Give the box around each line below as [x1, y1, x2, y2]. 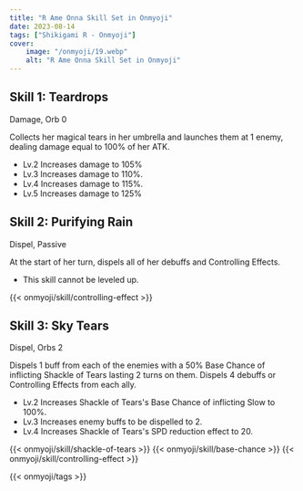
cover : [9, 38, 35, 48]
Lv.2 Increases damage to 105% [22, 159, 143, 170]
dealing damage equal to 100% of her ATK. [9, 141, 170, 151]
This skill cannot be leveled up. [22, 274, 139, 285]
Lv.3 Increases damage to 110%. [22, 168, 144, 179]
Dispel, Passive [9, 238, 66, 249]
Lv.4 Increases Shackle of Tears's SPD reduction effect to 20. [22, 426, 253, 437]
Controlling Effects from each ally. [9, 380, 136, 391]
